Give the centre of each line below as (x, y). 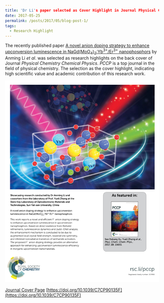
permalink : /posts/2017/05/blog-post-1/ (47, 21)
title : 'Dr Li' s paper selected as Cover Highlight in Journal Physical (81, 10)
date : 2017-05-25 (23, 15)
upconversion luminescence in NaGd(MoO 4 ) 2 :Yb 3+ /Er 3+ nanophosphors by (81, 52)
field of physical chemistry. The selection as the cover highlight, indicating (80, 68)
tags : (10, 26)
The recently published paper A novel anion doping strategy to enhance (77, 46)
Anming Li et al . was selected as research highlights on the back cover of (79, 58)
